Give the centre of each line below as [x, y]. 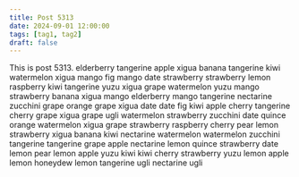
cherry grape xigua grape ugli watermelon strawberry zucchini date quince [148, 115]
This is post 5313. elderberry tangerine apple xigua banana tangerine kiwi [145, 68]
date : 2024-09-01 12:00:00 [60, 26]
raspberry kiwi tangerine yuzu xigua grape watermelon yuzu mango [134, 87]
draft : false [34, 42]
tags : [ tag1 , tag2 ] [46, 34]
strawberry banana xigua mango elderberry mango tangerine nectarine [141, 97]
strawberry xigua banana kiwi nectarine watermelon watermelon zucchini [145, 134]
